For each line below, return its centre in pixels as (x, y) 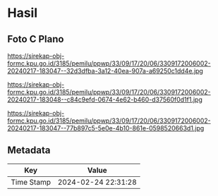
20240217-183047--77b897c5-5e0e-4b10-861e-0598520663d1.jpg (106, 128)
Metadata (29, 151)
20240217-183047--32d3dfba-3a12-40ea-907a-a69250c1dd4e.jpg (105, 71)
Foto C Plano (36, 39)
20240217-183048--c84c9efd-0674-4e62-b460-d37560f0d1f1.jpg (105, 99)
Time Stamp (31, 182)
